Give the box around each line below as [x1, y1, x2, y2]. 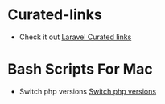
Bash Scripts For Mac [7, 60, 154, 78]
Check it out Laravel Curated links [19, 32, 132, 42]
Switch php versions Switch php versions [19, 86, 157, 96]
